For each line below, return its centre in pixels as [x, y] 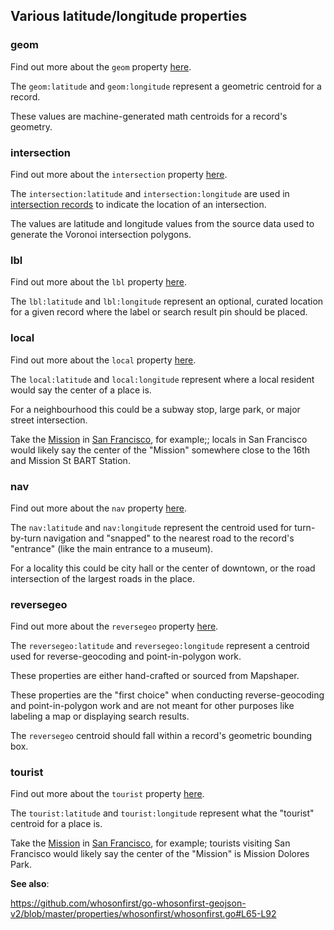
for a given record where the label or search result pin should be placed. [159, 312]
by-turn [26, 538]
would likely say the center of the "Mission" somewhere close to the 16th [160, 450]
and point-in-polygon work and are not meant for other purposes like [152, 706]
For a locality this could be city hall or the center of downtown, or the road [163, 568]
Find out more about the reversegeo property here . [114, 626]
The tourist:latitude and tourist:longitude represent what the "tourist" [162, 813]
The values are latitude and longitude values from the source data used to [162, 223]
